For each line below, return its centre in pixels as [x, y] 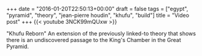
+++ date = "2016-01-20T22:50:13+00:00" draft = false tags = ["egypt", [97, 9]
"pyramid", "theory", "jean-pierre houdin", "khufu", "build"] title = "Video [98, 15]
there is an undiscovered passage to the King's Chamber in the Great [94, 40]
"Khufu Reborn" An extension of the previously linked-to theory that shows [101, 33]
